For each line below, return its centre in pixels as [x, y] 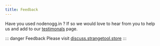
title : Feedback [22, 10]
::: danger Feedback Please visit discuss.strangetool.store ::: [66, 38]
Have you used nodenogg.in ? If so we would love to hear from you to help [80, 23]
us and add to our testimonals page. [41, 29]
